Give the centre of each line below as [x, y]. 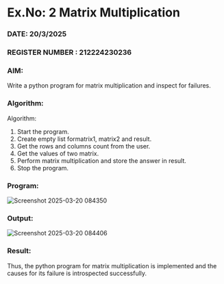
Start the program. [43, 131]
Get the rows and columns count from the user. [84, 146]
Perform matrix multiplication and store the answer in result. [102, 160]
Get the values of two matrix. [58, 153]
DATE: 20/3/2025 [37, 34]
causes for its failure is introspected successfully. [77, 273]
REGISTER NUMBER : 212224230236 [70, 53]
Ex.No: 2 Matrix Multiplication [94, 13]
